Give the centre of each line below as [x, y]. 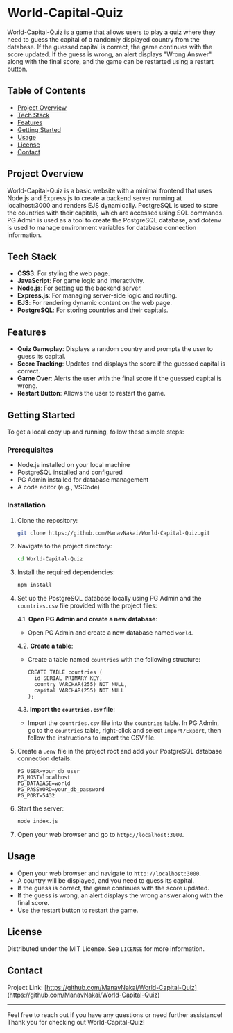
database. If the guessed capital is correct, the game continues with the [110, 47]
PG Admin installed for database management [83, 480]
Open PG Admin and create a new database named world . [110, 633]
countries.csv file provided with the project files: [87, 605]
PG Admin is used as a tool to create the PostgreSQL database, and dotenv [114, 220]
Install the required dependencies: [66, 572]
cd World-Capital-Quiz [50, 559]
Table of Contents [47, 91]
